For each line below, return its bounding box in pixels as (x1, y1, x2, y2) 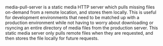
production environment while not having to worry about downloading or (5, 20, 154, 25)
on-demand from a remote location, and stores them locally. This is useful (5, 9, 157, 15)
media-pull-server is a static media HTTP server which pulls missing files (5, 4, 155, 10)
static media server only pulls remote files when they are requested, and (5, 30, 153, 36)
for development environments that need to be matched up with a (5, 15, 140, 20)
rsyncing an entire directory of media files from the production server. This (5, 25, 158, 31)
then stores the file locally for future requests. (5, 35, 99, 41)
